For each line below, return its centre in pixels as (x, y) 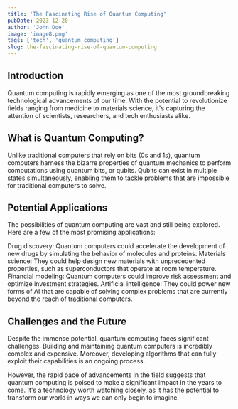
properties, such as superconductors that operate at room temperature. (112, 269)
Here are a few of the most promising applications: (81, 233)
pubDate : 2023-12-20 (38, 21)
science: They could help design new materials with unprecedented (107, 261)
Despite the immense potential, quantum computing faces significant (108, 339)
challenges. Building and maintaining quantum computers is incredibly (110, 346)
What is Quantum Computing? (76, 138)
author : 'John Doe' (36, 27)
